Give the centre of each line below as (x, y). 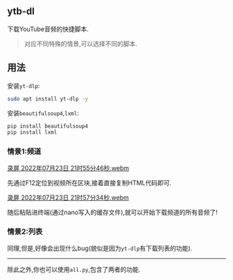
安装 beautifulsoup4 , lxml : (43, 113)
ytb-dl (21, 11)
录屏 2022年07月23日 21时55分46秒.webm (68, 168)
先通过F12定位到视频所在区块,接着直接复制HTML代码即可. (89, 182)
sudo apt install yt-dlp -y (48, 99)
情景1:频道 (24, 152)
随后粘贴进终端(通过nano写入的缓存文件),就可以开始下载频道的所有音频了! (113, 212)
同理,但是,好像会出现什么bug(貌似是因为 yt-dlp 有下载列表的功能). (100, 248)
